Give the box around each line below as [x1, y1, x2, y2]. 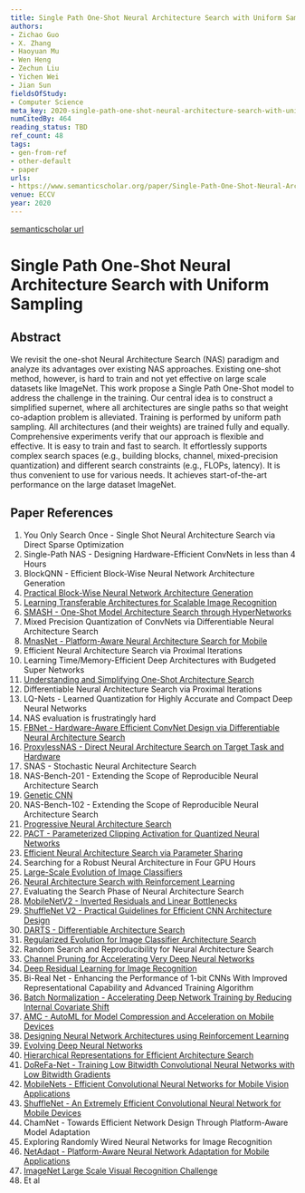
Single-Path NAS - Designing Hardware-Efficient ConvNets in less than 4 [23, 548, 296, 559]
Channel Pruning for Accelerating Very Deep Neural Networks [23, 953, 255, 964]
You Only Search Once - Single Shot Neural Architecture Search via [23, 529, 275, 540]
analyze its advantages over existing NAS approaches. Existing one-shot [10, 364, 281, 374]
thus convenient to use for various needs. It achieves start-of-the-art [10, 469, 268, 480]
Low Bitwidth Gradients [23, 1069, 111, 1080]
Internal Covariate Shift [23, 1001, 110, 1012]
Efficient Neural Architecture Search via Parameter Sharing [23, 847, 243, 858]
